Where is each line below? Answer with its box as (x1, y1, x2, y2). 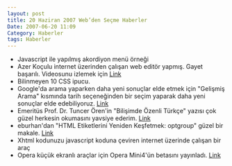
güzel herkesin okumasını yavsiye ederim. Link (17, 114, 151, 122)
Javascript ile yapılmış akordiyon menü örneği (17, 55, 149, 63)
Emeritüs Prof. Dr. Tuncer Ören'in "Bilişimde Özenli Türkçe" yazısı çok (17, 107, 217, 115)
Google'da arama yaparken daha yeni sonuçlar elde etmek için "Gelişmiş (17, 85, 225, 93)
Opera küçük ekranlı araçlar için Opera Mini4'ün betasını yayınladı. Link (17, 151, 221, 160)
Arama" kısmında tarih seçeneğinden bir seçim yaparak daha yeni (17, 92, 206, 101)
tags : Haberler (7, 36, 51, 43)
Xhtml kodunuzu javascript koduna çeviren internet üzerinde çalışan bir (17, 136, 222, 144)
